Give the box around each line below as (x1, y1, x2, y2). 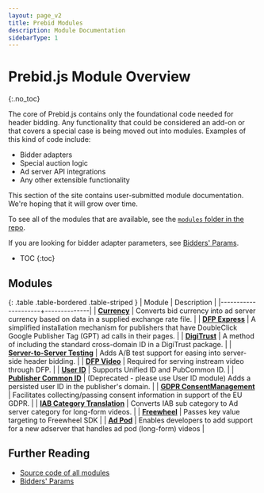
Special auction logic (19, 159, 89, 168)
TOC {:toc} (19, 254, 55, 263)
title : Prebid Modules (8, 19, 83, 27)
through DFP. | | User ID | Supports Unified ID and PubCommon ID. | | (8, 365, 235, 374)
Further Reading (8, 447, 90, 461)
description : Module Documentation (8, 26, 126, 34)
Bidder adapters (19, 150, 73, 159)
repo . (8, 223, 26, 232)
